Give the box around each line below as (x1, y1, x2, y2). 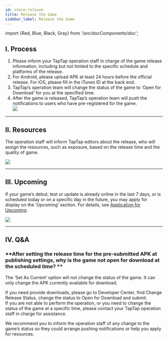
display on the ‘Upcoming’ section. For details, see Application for (5, 202, 141, 208)
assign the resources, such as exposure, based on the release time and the (5, 144, 160, 150)
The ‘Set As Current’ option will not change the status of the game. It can (5, 274, 155, 280)
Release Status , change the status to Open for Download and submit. (5, 295, 147, 301)
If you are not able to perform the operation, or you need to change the (5, 300, 151, 306)
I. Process (5, 44, 37, 53)
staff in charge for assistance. (5, 311, 66, 317)
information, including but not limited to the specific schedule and (12, 63, 148, 69)
